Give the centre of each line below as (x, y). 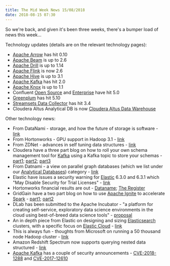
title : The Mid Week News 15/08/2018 (45, 10)
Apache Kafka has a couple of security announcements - (72, 253)
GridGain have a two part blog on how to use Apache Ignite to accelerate (89, 193)
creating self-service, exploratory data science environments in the (83, 209)
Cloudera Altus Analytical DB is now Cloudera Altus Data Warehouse (84, 109)
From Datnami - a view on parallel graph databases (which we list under (88, 166)
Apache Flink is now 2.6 (38, 71)
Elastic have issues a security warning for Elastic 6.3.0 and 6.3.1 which (86, 177)
